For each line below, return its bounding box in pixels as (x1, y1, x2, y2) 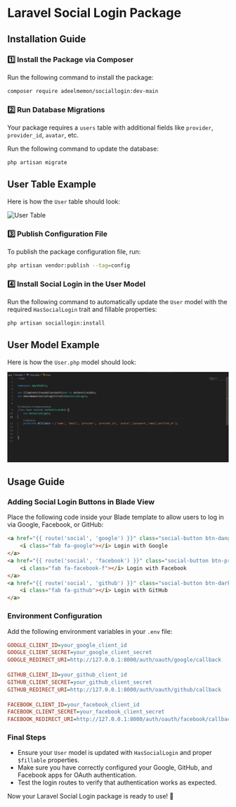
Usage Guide (7, 476, 65, 488)
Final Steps (7, 732, 46, 742)
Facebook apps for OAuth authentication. (17, 771, 137, 780)
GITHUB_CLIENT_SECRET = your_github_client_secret (7, 678, 152, 686)
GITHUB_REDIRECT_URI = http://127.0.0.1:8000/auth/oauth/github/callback (7, 686, 221, 693)
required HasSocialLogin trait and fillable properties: (7, 305, 157, 314)
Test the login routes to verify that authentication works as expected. (17, 778, 217, 787)
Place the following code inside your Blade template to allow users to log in (7, 513, 225, 522)
